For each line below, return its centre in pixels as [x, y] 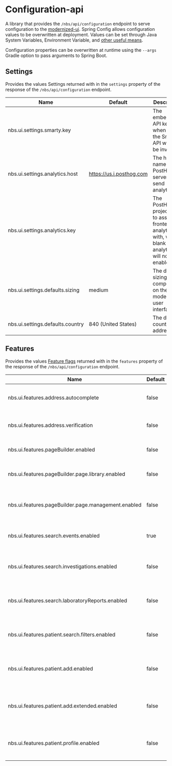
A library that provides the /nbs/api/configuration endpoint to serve [78, 24]
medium [99, 290]
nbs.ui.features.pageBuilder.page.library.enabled [67, 474]
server [160, 177]
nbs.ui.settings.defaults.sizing [44, 290]
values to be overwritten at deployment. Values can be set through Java [81, 34]
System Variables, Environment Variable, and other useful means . [74, 40]
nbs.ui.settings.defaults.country [46, 324]
